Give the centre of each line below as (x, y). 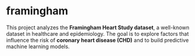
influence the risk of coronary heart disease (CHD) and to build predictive (97, 40)
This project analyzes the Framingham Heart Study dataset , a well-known (98, 27)
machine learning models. (38, 46)
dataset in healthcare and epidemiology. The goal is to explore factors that (97, 33)
